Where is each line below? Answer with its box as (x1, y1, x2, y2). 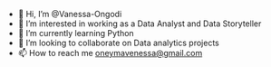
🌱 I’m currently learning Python (17, 28, 134, 38)
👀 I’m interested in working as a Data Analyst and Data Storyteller (17, 18, 262, 29)
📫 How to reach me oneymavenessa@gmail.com (17, 48, 203, 58)
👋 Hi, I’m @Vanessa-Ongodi (17, 9, 122, 19)
